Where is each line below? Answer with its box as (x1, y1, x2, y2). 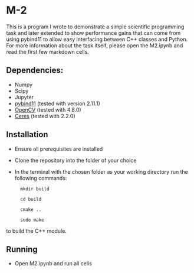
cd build (20, 196, 42, 202)
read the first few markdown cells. (6, 48, 90, 55)
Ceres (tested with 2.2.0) (14, 112, 75, 119)
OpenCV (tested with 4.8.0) (14, 106, 81, 113)
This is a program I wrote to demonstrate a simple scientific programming (6, 23, 185, 30)
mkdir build (20, 186, 50, 192)
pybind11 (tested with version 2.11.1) (14, 100, 100, 107)
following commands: (14, 174, 67, 181)
